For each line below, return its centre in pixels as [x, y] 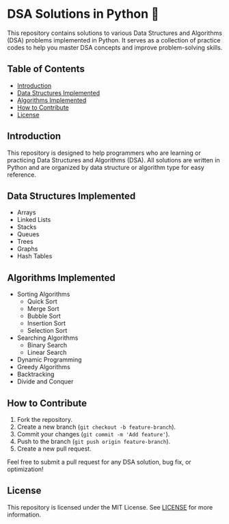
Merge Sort [43, 309]
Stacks [27, 227]
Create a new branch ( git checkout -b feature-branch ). [96, 427]
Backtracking [36, 374]
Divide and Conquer [45, 382]
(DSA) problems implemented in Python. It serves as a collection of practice [114, 40]
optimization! [25, 469]
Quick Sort [42, 301]
